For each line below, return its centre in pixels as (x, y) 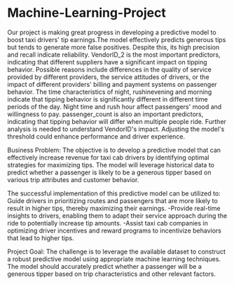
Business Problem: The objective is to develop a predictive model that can (114, 150)
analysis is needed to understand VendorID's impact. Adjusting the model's (116, 129)
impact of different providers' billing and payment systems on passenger (112, 84)
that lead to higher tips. (41, 238)
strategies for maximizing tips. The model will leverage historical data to (111, 165)
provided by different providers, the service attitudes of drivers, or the (108, 77)
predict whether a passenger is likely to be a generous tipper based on (109, 172)
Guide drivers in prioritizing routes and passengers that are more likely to (113, 200)
